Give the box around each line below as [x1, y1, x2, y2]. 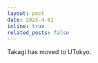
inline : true [7, 23, 45, 29]
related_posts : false [7, 29, 70, 36]
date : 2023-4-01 [7, 16, 54, 23]
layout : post [7, 10, 45, 17]
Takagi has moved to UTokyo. [7, 48, 92, 56]
